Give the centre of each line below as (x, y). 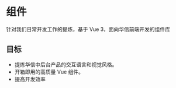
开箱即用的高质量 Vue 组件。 (49, 72)
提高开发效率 (30, 79)
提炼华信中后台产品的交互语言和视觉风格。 (66, 64)
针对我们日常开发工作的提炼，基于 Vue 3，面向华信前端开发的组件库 (88, 29)
